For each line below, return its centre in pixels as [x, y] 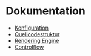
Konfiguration [32, 28]
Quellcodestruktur [37, 34]
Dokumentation [45, 11]
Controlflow [29, 47]
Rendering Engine [37, 40]
